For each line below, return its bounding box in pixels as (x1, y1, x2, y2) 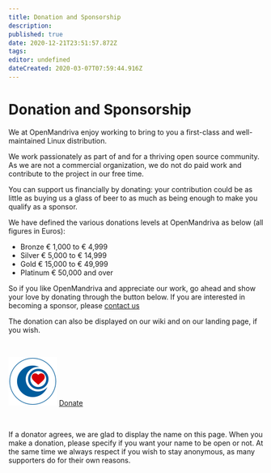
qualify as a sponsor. (8, 201, 78, 211)
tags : (8, 47, 27, 56)
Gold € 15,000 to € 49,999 (19, 259, 108, 269)
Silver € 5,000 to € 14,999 (19, 250, 108, 260)
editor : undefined (8, 56, 70, 64)
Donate (58, 398, 83, 407)
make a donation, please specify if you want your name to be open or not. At (8, 438, 264, 448)
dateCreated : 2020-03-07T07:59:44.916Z (8, 65, 143, 73)
